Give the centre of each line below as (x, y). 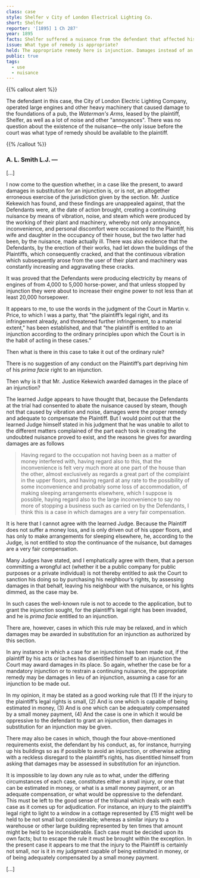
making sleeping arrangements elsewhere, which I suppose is (96, 493)
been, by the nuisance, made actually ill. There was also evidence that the (97, 241)
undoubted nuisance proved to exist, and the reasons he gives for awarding (99, 437)
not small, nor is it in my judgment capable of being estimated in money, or (98, 851)
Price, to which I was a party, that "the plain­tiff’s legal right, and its (87, 315)
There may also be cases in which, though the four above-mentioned (91, 738)
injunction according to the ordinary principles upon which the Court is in (96, 334)
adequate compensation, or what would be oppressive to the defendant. (95, 794)
